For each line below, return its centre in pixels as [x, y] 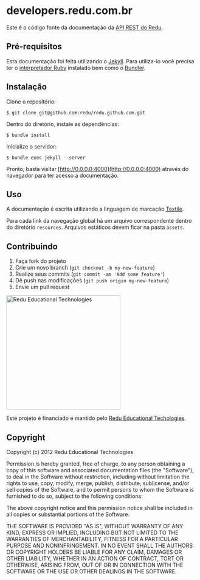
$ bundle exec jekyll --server [46, 158]
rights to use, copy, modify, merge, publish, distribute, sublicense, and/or [98, 483]
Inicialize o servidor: [31, 146]
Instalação [27, 87]
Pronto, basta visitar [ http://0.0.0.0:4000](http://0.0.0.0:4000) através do [98, 169]
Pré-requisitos [34, 47]
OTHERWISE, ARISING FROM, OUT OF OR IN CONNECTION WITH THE [95, 565]
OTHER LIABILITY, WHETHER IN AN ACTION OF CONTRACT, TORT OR [95, 558]
